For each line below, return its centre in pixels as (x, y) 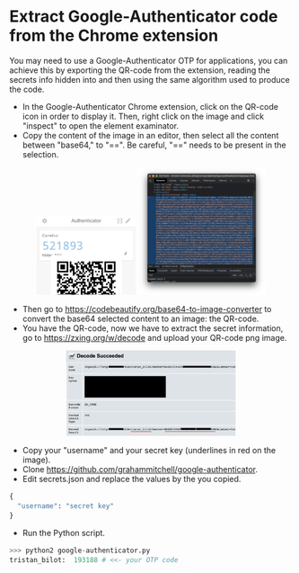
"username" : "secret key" (66, 506)
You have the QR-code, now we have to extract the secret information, (153, 328)
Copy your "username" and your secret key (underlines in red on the (149, 451)
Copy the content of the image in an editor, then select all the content (150, 135)
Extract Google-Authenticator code (144, 17)
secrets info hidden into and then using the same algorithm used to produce (149, 79)
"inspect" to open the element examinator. (101, 125)
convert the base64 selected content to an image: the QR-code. (141, 318)
